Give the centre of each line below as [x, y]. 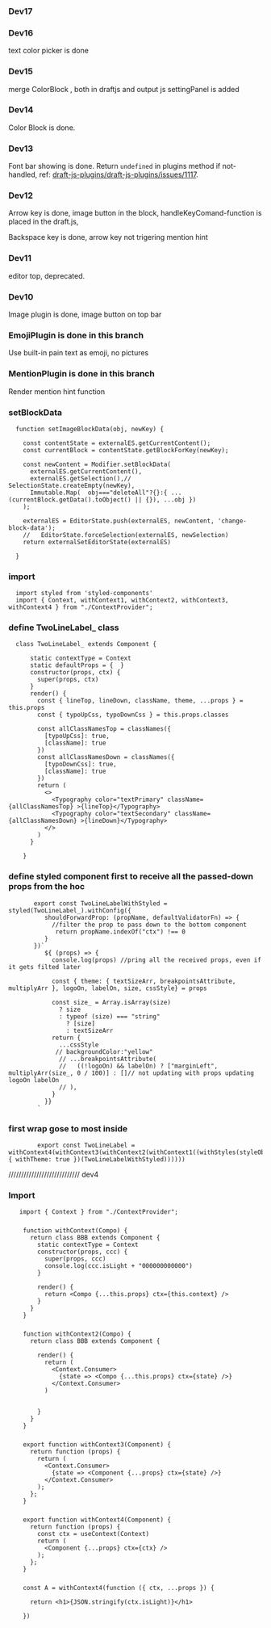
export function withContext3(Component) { [97, 1445]
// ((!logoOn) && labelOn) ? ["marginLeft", [139, 1066]
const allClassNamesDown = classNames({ [106, 757]
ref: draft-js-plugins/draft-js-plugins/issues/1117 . [119, 174]
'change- [232, 521]
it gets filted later [45, 967]
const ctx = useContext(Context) [94, 1534]
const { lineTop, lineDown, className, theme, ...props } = [140, 701]
